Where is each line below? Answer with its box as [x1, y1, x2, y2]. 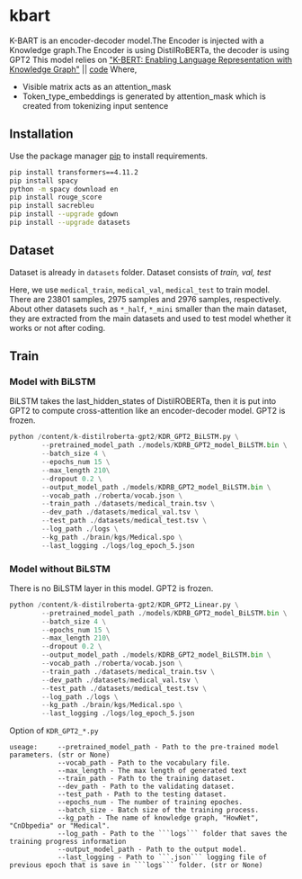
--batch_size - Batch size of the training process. [57, 806, 259, 815]
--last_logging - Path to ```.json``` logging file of [57, 853, 268, 862]
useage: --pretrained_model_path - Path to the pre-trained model [9, 743, 280, 752]
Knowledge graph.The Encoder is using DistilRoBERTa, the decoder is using [9, 44, 289, 55]
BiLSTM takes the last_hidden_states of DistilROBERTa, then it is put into [9, 396, 277, 407]
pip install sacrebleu [9, 202, 94, 211]
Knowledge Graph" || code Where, [9, 64, 138, 75]
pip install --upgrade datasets [9, 218, 130, 227]
